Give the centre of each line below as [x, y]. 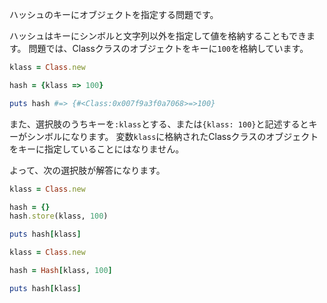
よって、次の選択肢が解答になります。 [87, 170]
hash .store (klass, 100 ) [59, 216]
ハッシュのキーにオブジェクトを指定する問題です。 [114, 14]
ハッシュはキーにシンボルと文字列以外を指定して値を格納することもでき [158, 36]
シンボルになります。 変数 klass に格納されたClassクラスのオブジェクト [172, 136]
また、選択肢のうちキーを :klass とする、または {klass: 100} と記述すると [159, 124]
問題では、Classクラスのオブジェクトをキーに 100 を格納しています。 [168, 48]
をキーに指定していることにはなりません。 [97, 149]
